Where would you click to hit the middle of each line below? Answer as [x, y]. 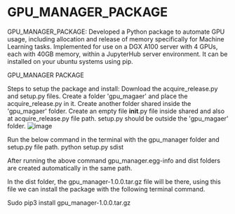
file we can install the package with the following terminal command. [106, 189]
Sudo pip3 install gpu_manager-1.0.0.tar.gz [69, 202]
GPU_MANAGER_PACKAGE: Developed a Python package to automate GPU [116, 32]
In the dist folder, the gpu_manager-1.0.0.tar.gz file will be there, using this [114, 181]
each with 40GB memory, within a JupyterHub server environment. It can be [117, 54]
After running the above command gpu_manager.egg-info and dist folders [114, 160]
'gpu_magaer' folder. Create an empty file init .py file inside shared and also [116, 111]
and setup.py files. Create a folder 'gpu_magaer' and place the [98, 96]
